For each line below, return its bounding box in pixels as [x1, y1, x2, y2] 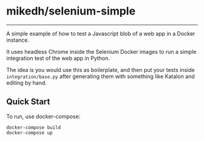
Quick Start [6, 97, 50, 107]
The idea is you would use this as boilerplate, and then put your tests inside [6, 66, 195, 73]
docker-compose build [6, 124, 61, 131]
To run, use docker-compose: [6, 113, 81, 120]
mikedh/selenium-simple [6, 4, 135, 18]
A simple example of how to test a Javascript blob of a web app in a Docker [6, 30, 195, 37]
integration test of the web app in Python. [6, 54, 110, 62]
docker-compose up [6, 130, 53, 136]
